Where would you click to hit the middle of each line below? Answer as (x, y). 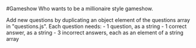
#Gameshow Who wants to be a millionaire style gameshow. (80, 9)
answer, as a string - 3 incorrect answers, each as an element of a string (95, 33)
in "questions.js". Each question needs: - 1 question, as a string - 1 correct (97, 26)
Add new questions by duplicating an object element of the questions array (98, 20)
